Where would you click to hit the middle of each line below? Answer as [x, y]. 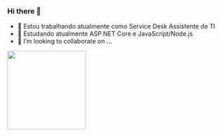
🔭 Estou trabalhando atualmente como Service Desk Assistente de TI [116, 27]
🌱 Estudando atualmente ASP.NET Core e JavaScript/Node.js [105, 34]
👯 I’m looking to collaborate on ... [65, 41]
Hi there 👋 [24, 11]
